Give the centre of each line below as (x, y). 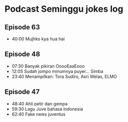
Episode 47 (22, 92)
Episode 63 (22, 27)
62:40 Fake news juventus (39, 114)
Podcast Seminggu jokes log (64, 9)
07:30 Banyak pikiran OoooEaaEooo (48, 66)
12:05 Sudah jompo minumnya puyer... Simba (58, 71)
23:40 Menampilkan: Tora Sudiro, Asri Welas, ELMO (64, 76)
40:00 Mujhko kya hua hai (38, 39)
